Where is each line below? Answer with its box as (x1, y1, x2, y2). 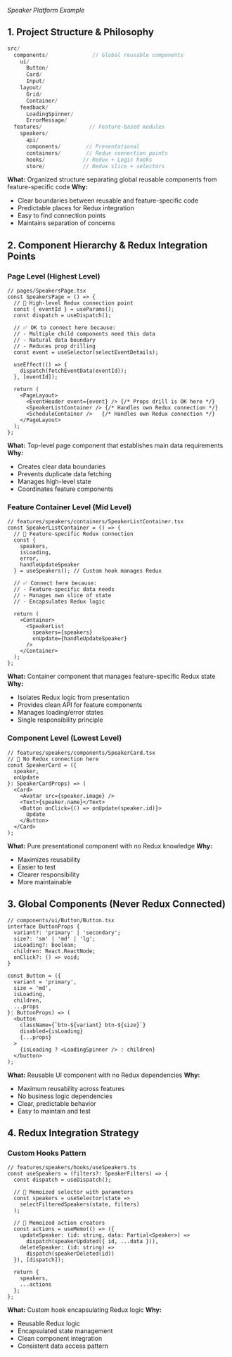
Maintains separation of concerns (17, 219, 115, 227)
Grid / (25, 91, 42, 98)
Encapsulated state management (17, 1327, 113, 1335)
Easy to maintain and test (17, 1107, 91, 1115)
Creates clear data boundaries (17, 462, 106, 471)
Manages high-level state (17, 478, 91, 486)
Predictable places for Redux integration (17, 204, 135, 212)
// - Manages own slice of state (13, 592, 112, 599)
